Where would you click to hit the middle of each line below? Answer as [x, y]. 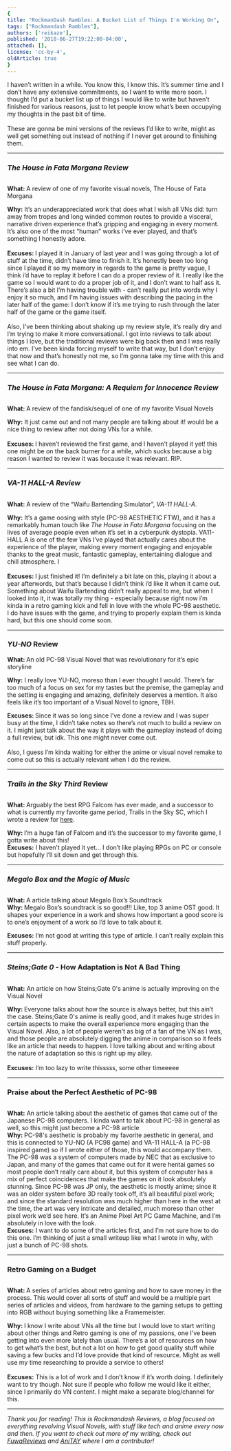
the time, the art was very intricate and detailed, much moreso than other [111, 1208]
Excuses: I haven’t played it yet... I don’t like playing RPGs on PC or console [114, 848]
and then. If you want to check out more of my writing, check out [99, 1434]
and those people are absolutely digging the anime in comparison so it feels [114, 1038]
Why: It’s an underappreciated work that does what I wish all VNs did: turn [112, 209]
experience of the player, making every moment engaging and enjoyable [110, 546]
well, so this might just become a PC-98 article [73, 1128]
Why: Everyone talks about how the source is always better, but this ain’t [110, 1009]
